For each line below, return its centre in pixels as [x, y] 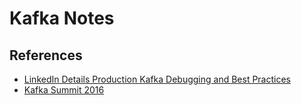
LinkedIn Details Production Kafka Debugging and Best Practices [157, 79]
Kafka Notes [62, 18]
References [46, 55]
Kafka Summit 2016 [64, 90]
